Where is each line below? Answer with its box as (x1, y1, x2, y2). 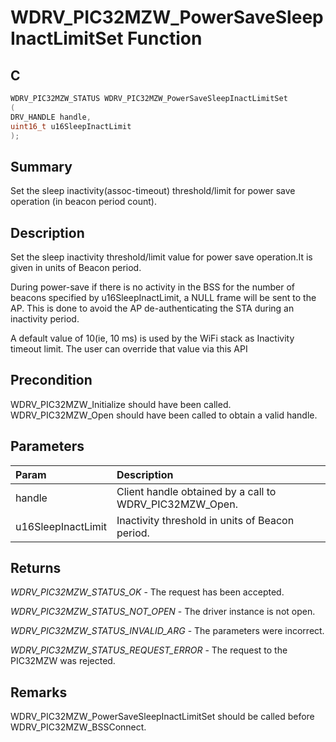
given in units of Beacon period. (10, 262, 142, 273)
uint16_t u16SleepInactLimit (10, 121, 132, 131)
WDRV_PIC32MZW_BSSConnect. (10, 721, 147, 733)
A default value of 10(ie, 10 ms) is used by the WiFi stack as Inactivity (10, 332, 295, 344)
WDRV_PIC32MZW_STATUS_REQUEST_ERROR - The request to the (10, 644, 288, 656)
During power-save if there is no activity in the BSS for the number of (10, 281, 295, 293)
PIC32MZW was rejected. (10, 655, 116, 667)
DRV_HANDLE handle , (10, 112, 92, 122)
